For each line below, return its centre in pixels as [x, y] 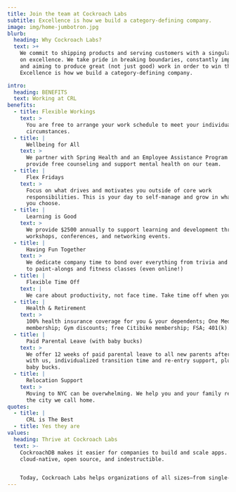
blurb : [17, 33]
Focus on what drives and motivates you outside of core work [119, 190]
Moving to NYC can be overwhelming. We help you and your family [123, 393]
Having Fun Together [56, 250]
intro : [17, 85]
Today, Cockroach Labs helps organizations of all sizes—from [113, 478]
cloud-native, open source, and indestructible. [92, 459]
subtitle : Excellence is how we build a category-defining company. [110, 20]
